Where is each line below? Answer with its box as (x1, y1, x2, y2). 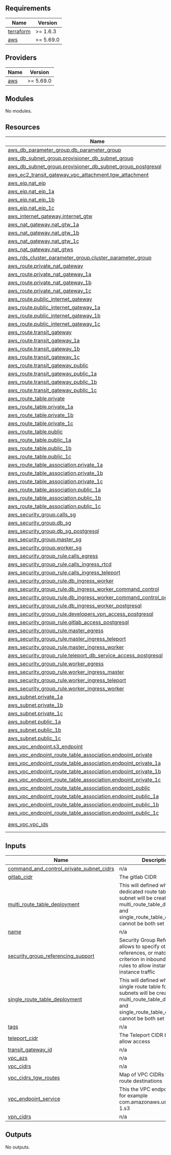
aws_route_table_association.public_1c (8, 503, 101, 510)
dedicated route (119, 888, 157, 895)
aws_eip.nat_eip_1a (8, 188, 54, 195)
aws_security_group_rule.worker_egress (8, 660, 104, 668)
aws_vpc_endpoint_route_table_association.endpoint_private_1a (8, 760, 161, 767)
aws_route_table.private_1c (8, 420, 74, 427)
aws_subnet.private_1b (8, 702, 64, 709)
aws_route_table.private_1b (8, 412, 74, 419)
